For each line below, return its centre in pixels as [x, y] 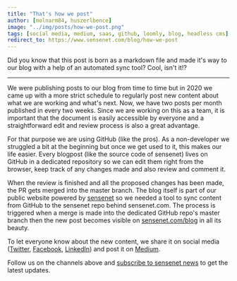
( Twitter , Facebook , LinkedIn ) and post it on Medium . [84, 249]
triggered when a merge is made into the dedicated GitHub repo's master [114, 213]
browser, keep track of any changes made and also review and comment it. [116, 169]
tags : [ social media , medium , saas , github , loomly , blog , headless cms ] [118, 34]
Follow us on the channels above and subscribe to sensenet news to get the [118, 263]
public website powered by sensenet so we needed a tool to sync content [115, 198]
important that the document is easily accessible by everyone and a [106, 118]
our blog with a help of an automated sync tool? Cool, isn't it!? [97, 68]
